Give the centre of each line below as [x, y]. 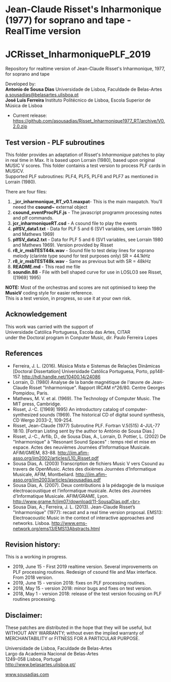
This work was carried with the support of [49, 326]
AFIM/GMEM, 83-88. [35, 452]
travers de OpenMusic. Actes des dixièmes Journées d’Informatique [84, 469]
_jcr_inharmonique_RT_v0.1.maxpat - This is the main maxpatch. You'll [87, 201]
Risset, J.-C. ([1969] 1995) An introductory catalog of [68, 409]
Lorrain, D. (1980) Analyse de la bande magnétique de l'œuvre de [81, 382]
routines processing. [34, 599]
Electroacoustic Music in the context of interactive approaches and [83, 518]
